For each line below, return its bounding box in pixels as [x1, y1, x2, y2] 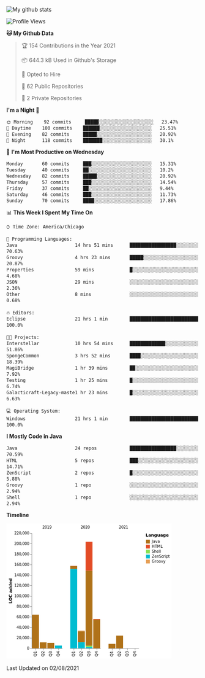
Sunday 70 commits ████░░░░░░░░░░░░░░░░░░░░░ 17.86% [6, 198, 176, 204]
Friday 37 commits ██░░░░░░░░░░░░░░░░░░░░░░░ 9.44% [6, 185, 174, 192]
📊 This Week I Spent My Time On [6, 209, 93, 216]
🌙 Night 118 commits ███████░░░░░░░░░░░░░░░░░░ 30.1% [6, 138, 174, 144]
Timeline [6, 512, 29, 518]
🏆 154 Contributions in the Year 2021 [21, 42, 116, 49]
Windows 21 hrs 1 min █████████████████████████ [6, 416, 199, 422]
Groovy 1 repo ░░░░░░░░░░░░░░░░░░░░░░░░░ [6, 482, 199, 488]
